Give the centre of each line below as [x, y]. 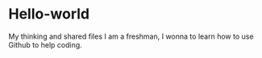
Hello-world [49, 14]
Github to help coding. [45, 44]
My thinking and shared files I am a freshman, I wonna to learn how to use [131, 36]
